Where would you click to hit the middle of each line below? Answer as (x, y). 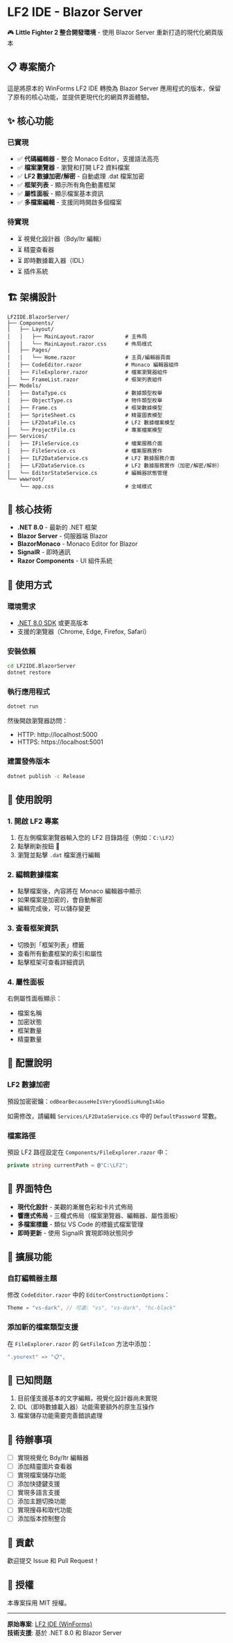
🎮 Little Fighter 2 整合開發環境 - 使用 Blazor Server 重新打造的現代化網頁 (112, 32)
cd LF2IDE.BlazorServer (42, 666)
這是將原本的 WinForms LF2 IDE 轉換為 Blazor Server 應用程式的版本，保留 (114, 88)
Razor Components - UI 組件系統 (65, 561)
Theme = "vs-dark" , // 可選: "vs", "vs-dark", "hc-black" (92, 1308)
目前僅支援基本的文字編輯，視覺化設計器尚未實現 (87, 1398)
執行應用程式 (29, 692)
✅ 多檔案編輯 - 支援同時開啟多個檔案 (69, 202)
